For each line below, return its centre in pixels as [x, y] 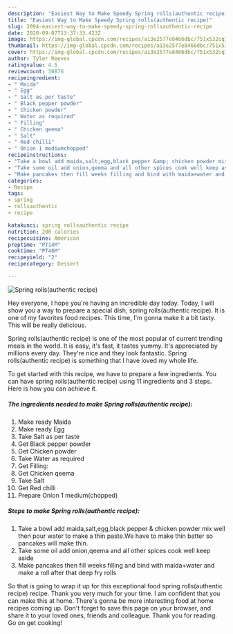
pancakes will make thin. [53, 543]
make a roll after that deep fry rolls [67, 572]
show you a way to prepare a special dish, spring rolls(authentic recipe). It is [116, 310]
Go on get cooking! [35, 622]
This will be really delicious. [47, 325]
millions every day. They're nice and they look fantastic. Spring [97, 353]
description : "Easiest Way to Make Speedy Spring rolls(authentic [105, 13]
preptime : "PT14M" [34, 245]
